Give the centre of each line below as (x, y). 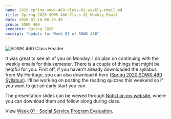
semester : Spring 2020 (29, 29)
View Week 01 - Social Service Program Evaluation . (59, 111)
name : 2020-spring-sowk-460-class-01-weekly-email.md (64, 10)
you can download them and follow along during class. (63, 101)
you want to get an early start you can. (46, 86)
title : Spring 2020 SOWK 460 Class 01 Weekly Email (61, 15)
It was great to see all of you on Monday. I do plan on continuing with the (82, 58)
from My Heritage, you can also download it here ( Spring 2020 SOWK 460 (84, 75)
